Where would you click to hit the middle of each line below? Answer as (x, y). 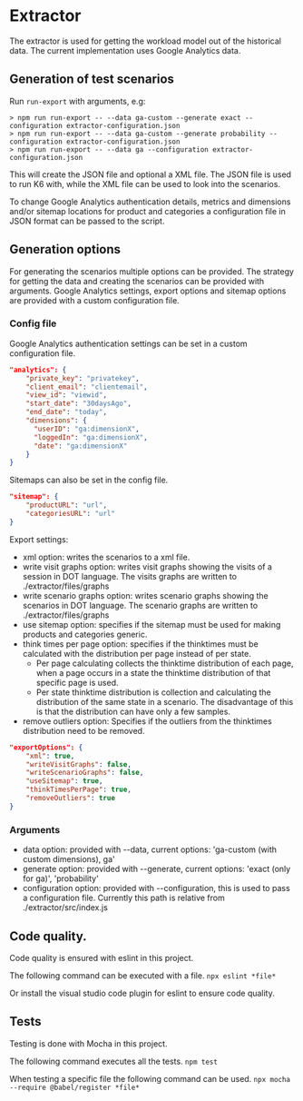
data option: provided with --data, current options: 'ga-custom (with (150, 849)
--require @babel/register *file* (75, 1087)
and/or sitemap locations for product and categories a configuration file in (147, 211)
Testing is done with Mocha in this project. (88, 1043)
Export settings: (39, 539)
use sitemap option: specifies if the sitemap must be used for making (151, 624)
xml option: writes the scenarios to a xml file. (106, 557)
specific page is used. (78, 682)
